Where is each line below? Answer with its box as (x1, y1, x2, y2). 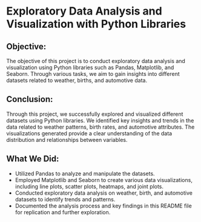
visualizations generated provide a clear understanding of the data (6, 129, 173, 137)
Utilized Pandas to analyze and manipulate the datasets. (15, 170, 156, 177)
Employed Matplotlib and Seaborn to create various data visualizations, (15, 176, 193, 183)
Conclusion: (6, 94, 53, 104)
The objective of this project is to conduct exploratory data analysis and (6, 58, 186, 64)
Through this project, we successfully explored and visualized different (6, 110, 183, 118)
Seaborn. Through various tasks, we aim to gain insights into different (6, 70, 180, 77)
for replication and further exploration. (15, 208, 111, 216)
